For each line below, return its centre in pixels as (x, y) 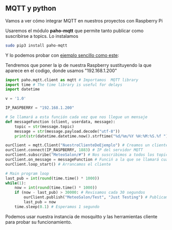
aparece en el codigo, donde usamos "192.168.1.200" (61, 71)
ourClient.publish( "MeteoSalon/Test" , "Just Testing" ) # (85, 197)
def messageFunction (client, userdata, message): (60, 122)
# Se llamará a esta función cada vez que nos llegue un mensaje (76, 117)
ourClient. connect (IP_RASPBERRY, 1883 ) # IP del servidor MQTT (74, 150)
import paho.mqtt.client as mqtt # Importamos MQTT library (72, 80)
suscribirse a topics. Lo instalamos (42, 36)
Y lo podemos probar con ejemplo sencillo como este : (62, 55)
